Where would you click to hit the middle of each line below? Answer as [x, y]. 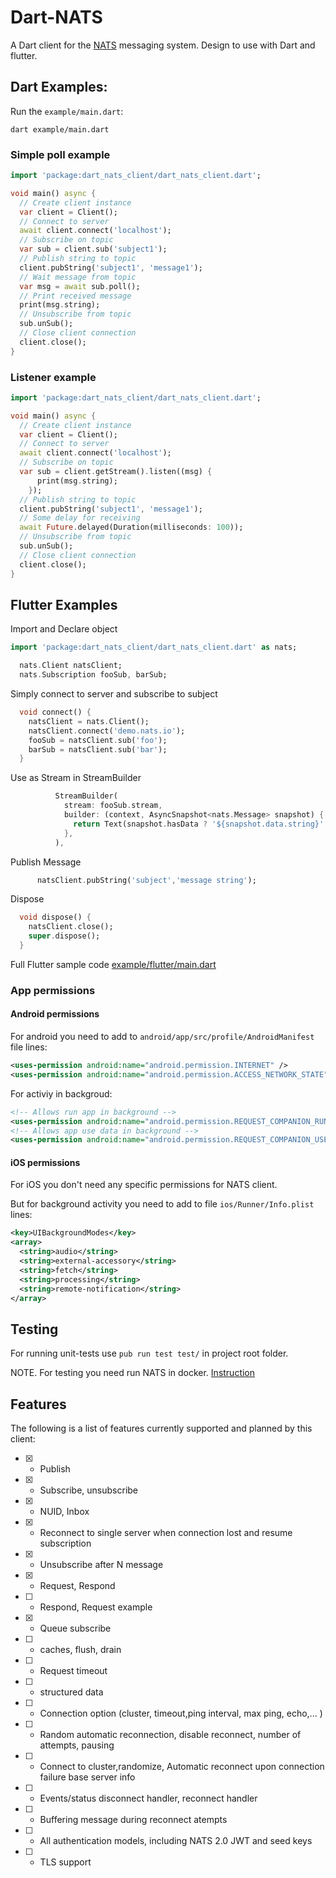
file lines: [29, 1047]
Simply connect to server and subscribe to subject [114, 694]
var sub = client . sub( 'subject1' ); [93, 249]
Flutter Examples [64, 604]
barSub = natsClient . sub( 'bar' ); [98, 749]
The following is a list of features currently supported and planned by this [161, 1428]
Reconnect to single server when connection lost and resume [166, 1533]
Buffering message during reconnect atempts [133, 1820]
